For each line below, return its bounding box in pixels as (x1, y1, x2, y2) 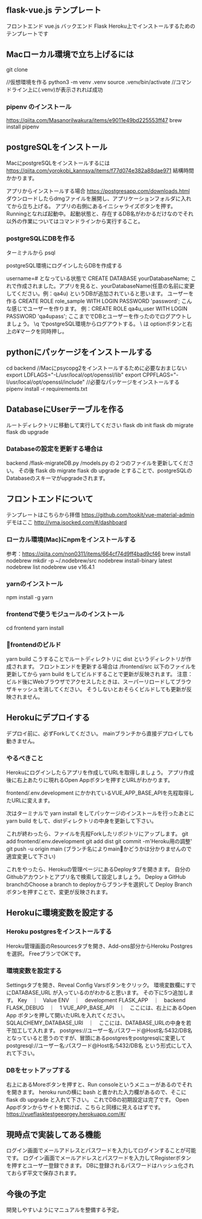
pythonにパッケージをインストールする (6, 347, 153, 358)
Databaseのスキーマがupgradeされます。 (6, 474, 109, 482)
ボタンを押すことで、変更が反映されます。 (6, 889, 112, 896)
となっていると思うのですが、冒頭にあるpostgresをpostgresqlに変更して (6, 1034, 186, 1042)
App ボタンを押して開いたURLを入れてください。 (6, 1012, 128, 1019)
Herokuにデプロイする (6, 712, 90, 723)
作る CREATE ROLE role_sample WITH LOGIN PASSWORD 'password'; (6, 298, 180, 305)
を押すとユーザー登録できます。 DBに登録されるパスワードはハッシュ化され (6, 1162, 194, 1169)
